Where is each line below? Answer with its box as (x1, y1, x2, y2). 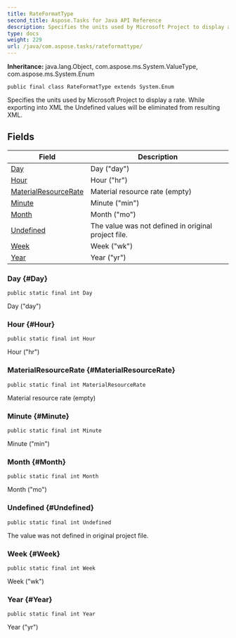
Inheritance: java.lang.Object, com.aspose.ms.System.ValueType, (7, 63, 198, 70)
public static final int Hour (7, 336, 96, 343)
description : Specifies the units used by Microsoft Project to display (7, 23, 225, 30)
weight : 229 (7, 37, 42, 44)
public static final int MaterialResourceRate (7, 381, 146, 388)
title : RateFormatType (7, 10, 74, 18)
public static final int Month (7, 473, 99, 480)
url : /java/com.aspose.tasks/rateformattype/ (7, 43, 143, 50)
